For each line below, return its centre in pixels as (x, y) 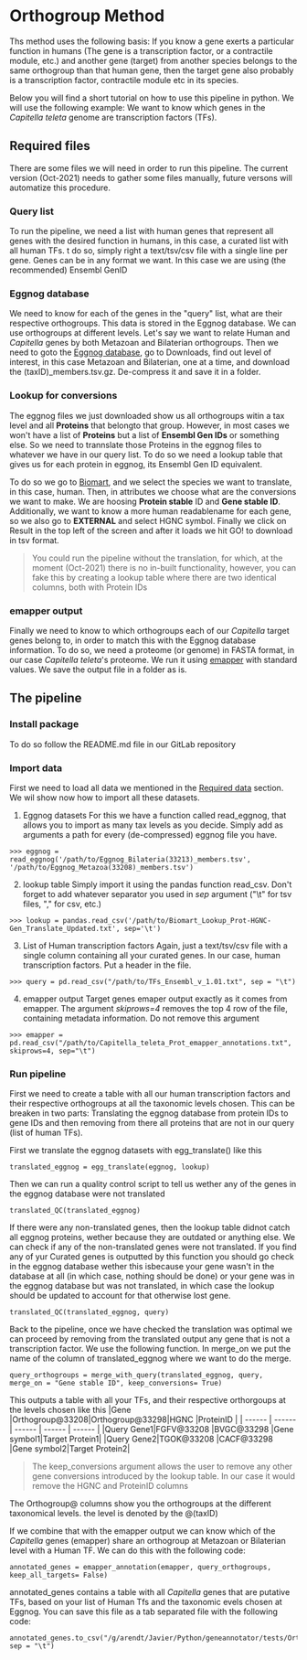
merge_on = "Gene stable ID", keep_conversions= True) (116, 1383)
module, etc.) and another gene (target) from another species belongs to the (153, 60)
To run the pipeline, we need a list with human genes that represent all (142, 231)
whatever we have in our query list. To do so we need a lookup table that (146, 455)
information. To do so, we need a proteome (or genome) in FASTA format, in (152, 649)
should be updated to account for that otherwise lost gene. (120, 1296)
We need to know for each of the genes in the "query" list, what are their (146, 314)
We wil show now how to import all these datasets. (105, 798)
